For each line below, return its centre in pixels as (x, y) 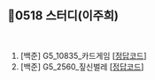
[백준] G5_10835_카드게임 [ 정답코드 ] (83, 55)
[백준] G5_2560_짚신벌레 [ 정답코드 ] (82, 66)
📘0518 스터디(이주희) (63, 16)
